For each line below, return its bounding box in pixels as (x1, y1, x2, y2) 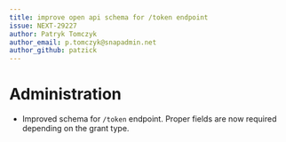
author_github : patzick (9, 46, 98, 55)
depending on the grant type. (21, 123, 130, 134)
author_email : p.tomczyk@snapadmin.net (9, 37, 157, 47)
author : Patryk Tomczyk (9, 29, 98, 38)
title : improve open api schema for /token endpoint (9, 12, 209, 22)
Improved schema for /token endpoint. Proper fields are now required (21, 114, 277, 124)
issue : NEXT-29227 (9, 21, 77, 30)
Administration (9, 84, 122, 105)
